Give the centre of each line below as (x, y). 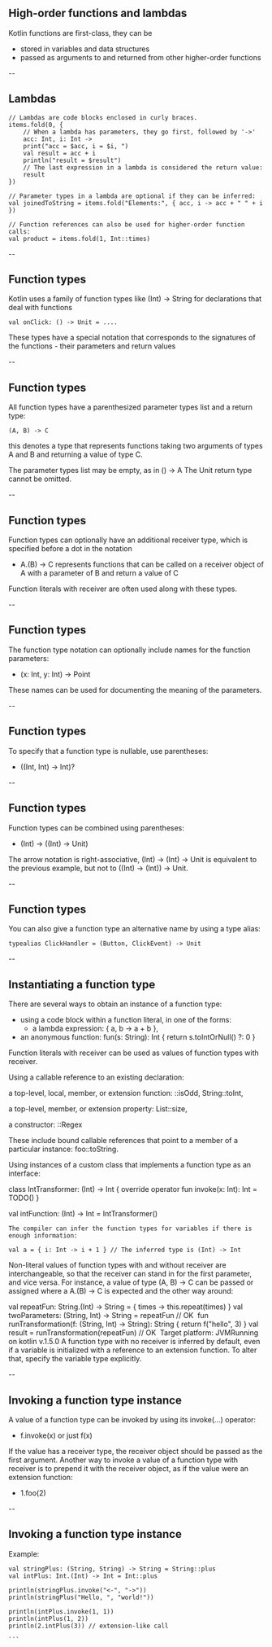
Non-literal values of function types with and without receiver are (117, 1265)
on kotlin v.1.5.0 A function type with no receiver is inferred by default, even (134, 1342)
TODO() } (24, 1198)
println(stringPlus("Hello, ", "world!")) (81, 1597)
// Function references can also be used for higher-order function (127, 224)
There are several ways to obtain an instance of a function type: (115, 1004)
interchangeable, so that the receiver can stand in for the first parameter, (130, 1274)
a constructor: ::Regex (45, 1125)
